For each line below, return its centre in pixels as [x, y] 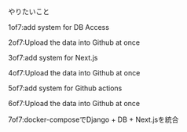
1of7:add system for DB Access [59, 27]
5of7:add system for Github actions [65, 88]
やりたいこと [29, 11]
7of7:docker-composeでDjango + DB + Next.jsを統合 [93, 119]
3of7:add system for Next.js [53, 58]
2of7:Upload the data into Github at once [74, 42]
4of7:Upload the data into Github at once [74, 73]
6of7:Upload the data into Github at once [74, 103]
